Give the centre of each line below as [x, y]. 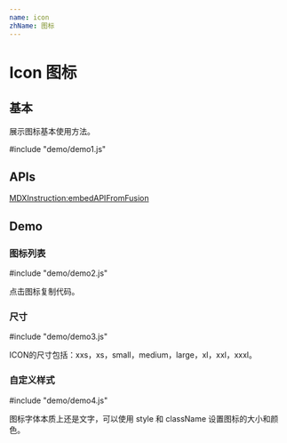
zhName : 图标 [32, 26]
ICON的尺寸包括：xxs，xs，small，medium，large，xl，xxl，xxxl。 [133, 355]
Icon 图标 [43, 72]
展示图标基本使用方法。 [52, 131]
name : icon [29, 17]
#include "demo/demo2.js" [59, 273]
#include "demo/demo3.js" [59, 337]
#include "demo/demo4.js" [59, 400]
